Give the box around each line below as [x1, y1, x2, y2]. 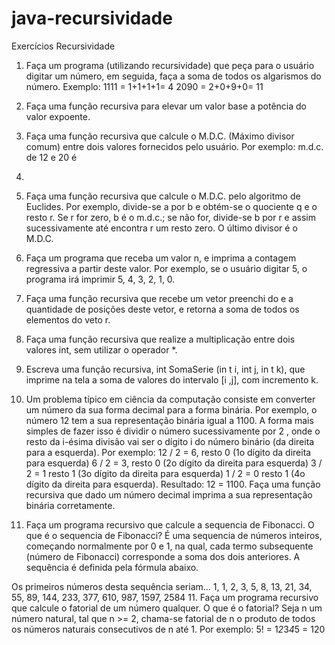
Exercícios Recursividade [11, 40, 116, 52]
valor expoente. [25, 110, 91, 122]
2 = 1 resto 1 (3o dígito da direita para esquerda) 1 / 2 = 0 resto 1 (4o [25, 467, 306, 479]
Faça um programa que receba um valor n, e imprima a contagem [25, 252, 297, 264]
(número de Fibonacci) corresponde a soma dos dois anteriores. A [25, 550, 301, 562]
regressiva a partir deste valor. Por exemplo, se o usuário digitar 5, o [25, 262, 308, 274]
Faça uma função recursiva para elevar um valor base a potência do [25, 100, 307, 112]
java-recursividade [11, 7, 173, 30]
